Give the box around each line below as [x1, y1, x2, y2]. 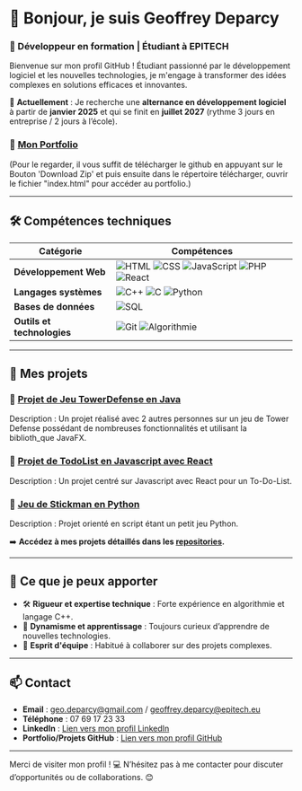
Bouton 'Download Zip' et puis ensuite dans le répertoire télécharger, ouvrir [9, 168, 289, 179]
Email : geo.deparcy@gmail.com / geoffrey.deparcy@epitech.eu [22, 704, 261, 715]
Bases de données [13, 300, 95, 312]
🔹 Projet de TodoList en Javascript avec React [9, 455, 213, 468]
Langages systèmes [13, 286, 102, 298]
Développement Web [13, 265, 106, 277]
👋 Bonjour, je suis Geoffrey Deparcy [9, 8, 280, 29]
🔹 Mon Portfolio [9, 138, 78, 151]
